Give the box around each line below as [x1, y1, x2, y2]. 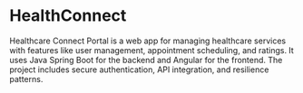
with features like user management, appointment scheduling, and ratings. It [9, 44, 295, 55]
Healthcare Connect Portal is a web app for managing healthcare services [9, 35, 287, 46]
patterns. [9, 73, 44, 84]
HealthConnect [9, 5, 127, 26]
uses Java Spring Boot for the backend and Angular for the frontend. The [9, 54, 283, 65]
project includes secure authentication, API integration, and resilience [9, 64, 269, 75]
